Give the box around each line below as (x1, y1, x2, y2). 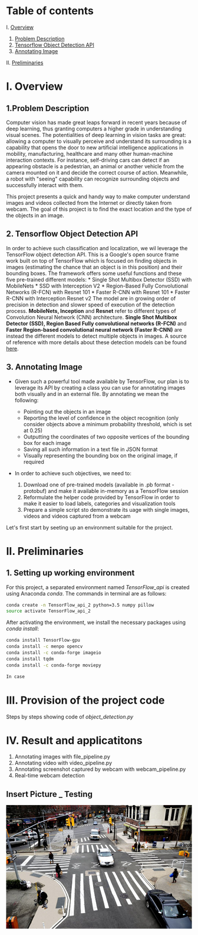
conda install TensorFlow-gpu (6, 637, 81, 643)
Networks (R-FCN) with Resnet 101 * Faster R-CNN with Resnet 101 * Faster (6, 288, 190, 296)
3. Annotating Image (6, 362, 82, 372)
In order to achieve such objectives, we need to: (14, 469, 131, 476)
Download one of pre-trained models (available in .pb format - (23, 481, 175, 488)
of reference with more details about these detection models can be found (6, 338, 187, 346)
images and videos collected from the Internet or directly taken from (6, 199, 172, 206)
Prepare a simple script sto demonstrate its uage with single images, (23, 506, 190, 513)
